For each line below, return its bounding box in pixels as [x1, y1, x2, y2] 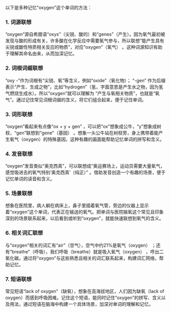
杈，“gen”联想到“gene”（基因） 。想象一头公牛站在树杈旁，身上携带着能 [5, 130, 159, 136]
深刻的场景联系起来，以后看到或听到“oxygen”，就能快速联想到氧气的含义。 [5, 215, 164, 222]
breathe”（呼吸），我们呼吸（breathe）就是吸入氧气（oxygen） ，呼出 [12, 248, 160, 254]
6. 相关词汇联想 [5, 229, 44, 236]
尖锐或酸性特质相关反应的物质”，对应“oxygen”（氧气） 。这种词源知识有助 [5, 44, 163, 50]
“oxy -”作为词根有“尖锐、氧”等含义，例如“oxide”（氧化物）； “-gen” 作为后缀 [5, 77, 166, 83]
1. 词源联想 [5, 19, 32, 26]
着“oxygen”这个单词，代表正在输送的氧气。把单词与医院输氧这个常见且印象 [5, 209, 164, 215]
